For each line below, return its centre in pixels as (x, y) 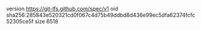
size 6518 (47, 21)
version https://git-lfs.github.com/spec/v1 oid (62, 9)
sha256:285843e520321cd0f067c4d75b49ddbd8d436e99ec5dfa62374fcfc (101, 15)
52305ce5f (20, 21)
